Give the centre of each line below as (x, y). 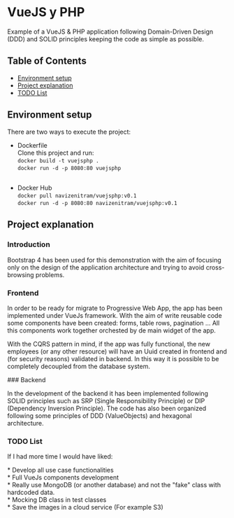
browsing (21, 274)
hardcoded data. (31, 492)
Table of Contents (47, 61)
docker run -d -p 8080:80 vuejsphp (69, 168)
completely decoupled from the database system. (79, 366)
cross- (215, 267)
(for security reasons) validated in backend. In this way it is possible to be (113, 358)
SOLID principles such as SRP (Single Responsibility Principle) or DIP (106, 400)
